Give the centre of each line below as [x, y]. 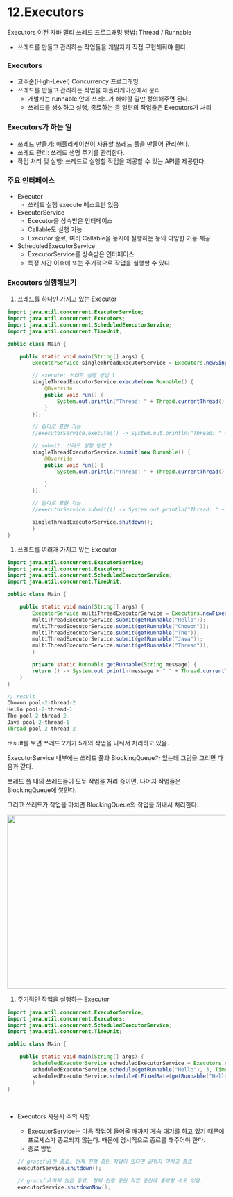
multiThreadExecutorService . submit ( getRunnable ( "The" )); [116, 633]
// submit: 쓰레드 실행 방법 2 [72, 446]
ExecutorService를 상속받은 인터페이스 [81, 254]
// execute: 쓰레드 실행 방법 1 [74, 376]
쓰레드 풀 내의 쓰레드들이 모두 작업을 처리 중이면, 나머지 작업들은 [94, 781]
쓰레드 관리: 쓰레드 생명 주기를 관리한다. [71, 152]
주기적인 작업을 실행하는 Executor [63, 999]
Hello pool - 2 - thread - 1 [40, 709]
